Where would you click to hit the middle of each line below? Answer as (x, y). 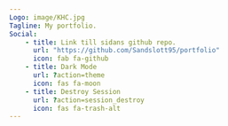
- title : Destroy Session (73, 91)
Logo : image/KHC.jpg (47, 17)
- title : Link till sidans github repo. (101, 42)
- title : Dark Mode (61, 67)
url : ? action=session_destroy (88, 100)
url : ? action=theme (68, 75)
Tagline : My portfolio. (53, 26)
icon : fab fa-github (71, 59)
